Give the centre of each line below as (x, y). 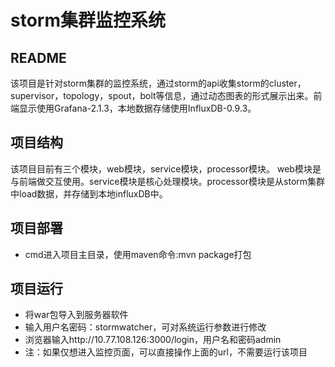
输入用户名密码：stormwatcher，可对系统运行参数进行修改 (145, 327)
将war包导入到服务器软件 (76, 315)
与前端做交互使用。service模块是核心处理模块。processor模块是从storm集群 (168, 181)
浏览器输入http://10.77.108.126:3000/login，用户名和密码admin (153, 340)
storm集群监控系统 (88, 20)
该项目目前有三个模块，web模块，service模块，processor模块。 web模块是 (166, 168)
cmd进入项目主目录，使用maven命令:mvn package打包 (138, 254)
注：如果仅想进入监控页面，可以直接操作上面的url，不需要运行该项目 (166, 352)
